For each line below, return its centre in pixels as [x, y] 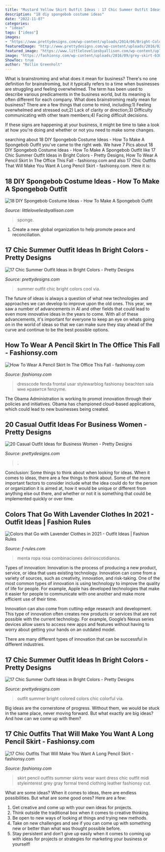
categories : [17, 23]
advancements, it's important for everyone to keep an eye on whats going [80, 319]
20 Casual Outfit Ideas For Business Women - [76, 424]
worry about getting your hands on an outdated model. [61, 630]
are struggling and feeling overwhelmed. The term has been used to [74, 89]
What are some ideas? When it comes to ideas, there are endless [71, 792]
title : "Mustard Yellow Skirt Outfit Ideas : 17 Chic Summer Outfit [77, 10]
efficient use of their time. [31, 599]
